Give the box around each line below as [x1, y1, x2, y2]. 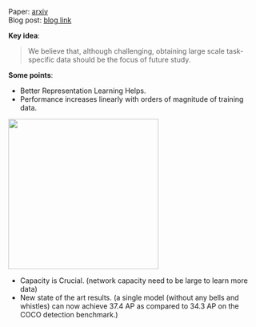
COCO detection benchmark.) [19, 310, 118, 319]
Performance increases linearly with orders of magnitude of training [19, 95, 244, 103]
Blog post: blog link [8, 15, 72, 25]
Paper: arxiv [8, 7, 49, 16]
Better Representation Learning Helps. [19, 86, 146, 95]
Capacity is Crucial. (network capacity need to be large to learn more [19, 276, 248, 285]
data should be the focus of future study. [55, 55, 191, 64]
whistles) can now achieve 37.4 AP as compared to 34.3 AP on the [19, 301, 239, 311]
